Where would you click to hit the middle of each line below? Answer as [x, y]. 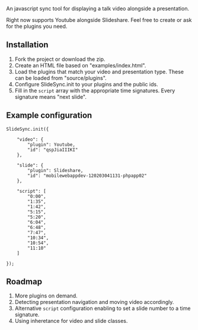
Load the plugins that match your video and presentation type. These [99, 72]
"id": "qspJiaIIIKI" [53, 150]
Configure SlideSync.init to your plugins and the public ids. [86, 84]
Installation [27, 45]
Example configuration [49, 116]
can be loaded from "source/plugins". [60, 78]
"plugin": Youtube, [52, 144]
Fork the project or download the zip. [60, 59]
